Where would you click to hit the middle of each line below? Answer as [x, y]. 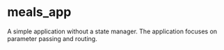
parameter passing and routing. [52, 38]
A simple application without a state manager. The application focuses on [112, 31]
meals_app [39, 12]
